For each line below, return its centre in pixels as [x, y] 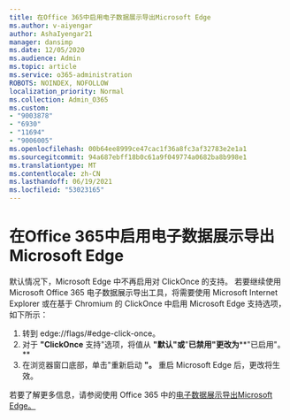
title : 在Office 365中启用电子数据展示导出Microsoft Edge [110, 17]
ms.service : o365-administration [71, 75]
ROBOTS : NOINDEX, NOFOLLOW [59, 83]
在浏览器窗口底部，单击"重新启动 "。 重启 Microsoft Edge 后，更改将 [147, 364]
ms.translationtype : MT [53, 165]
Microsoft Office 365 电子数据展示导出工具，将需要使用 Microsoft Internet [144, 292]
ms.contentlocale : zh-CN [55, 173]
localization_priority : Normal [67, 91]
